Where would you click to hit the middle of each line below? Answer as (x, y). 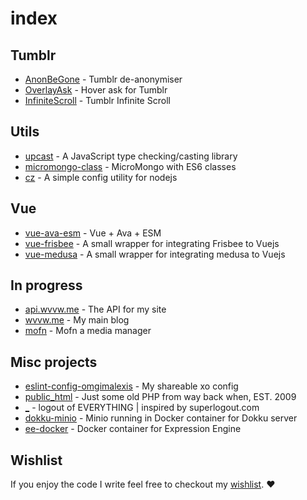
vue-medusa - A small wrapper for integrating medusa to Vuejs (155, 254)
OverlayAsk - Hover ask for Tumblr (96, 90)
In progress (46, 285)
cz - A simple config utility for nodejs (101, 177)
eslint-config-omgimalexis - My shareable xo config (131, 386)
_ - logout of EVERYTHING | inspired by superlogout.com (142, 408)
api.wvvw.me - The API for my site (95, 309)
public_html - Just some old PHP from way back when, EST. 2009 (160, 397)
